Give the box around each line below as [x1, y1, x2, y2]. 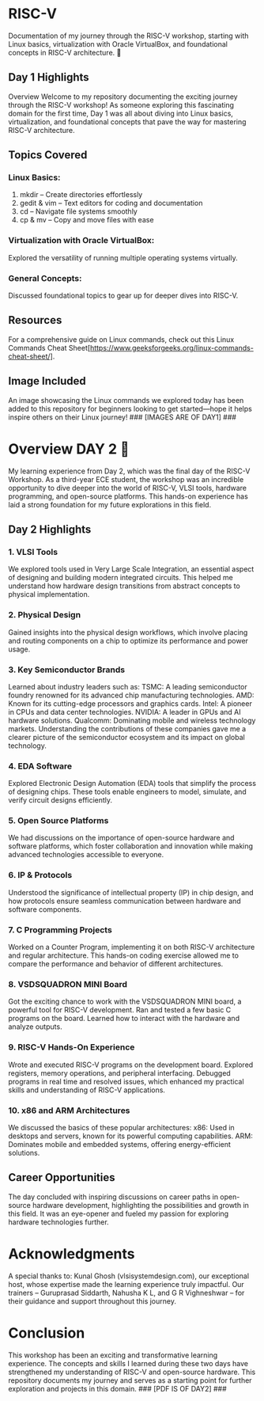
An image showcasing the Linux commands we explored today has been [8, 395, 244, 404]
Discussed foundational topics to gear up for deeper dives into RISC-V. [8, 290, 239, 301]
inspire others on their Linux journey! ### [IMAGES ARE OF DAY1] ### [8, 412, 237, 422]
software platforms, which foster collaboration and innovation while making [8, 841, 254, 851]
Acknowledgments [8, 1244, 136, 1262]
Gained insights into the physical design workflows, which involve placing [8, 627, 248, 637]
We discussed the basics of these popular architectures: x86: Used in [8, 1122, 235, 1132]
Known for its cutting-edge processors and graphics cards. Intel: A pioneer [8, 698, 253, 708]
